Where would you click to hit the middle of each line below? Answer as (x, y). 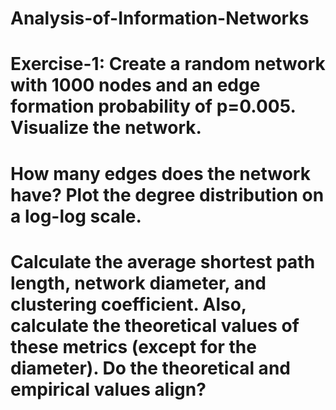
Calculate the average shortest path (163, 261)
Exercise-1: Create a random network (168, 64)
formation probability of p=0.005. (153, 106)
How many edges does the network (160, 173)
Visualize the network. (106, 128)
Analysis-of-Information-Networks (160, 18)
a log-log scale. (76, 216)
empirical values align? (108, 389)
